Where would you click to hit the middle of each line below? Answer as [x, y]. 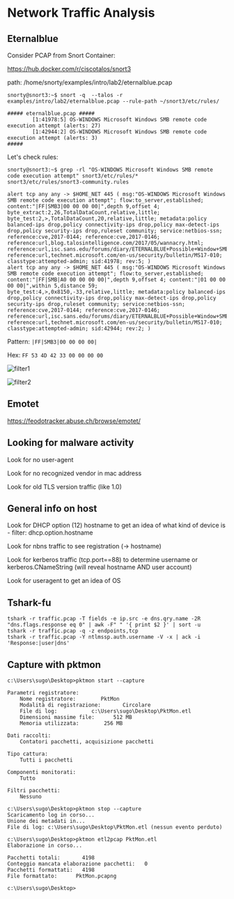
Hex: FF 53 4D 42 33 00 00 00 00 [55, 355]
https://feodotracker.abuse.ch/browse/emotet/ [74, 421]
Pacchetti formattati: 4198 [51, 870]
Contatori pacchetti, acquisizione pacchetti [87, 742]
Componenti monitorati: [42, 773]
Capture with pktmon [54, 664]
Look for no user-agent [40, 459]
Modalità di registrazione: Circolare [85, 705]
